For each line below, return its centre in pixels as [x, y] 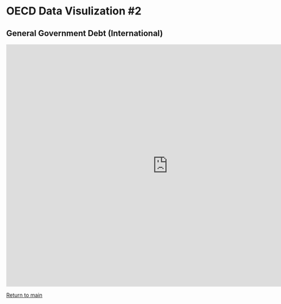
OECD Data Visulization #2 [74, 11]
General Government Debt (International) [85, 33]
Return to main [25, 295]
